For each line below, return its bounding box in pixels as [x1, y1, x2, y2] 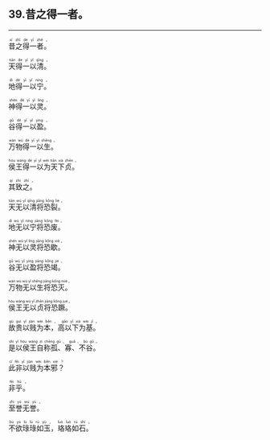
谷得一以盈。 [8, 121, 51, 131]
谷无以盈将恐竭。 [8, 262, 65, 272]
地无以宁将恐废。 [8, 222, 65, 232]
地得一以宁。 [8, 81, 51, 91]
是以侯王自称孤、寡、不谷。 [8, 343, 100, 352]
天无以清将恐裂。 [8, 202, 65, 212]
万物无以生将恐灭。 [8, 282, 72, 292]
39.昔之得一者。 [8, 7, 89, 22]
